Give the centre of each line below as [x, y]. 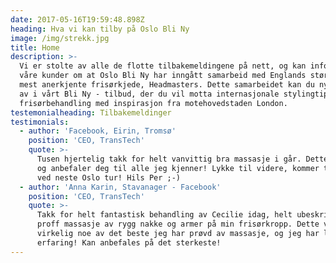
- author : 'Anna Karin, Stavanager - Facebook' [120, 187]
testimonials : [40, 122]
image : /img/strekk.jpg [60, 38]
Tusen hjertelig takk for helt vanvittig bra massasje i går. [169, 159]
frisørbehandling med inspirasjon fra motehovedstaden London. [153, 103]
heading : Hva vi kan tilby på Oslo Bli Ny [100, 29]
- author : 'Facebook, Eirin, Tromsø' [98, 131]
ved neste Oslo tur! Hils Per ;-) [109, 177]
